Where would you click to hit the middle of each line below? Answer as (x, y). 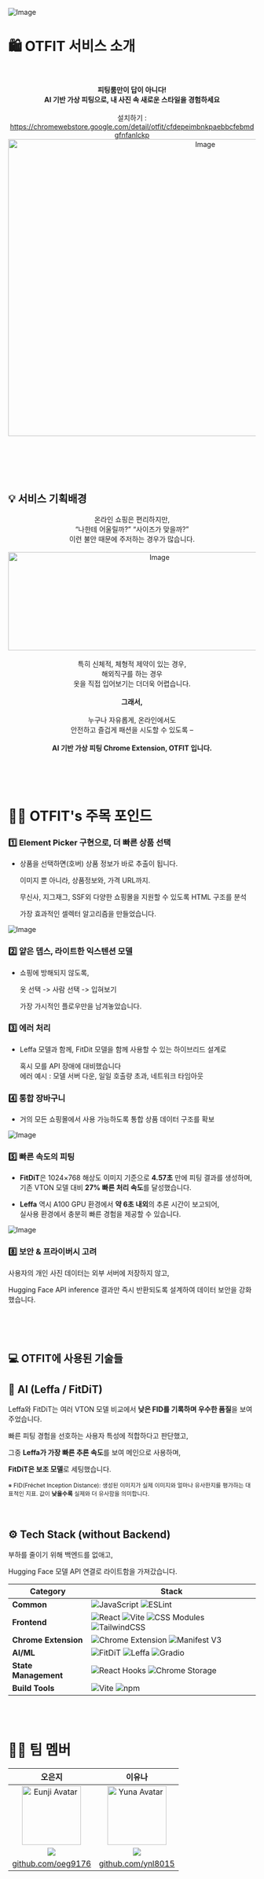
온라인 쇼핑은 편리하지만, (132, 519)
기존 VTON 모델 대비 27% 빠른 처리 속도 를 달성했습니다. (105, 1188)
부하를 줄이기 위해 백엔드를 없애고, (60, 1554)
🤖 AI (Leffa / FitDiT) (55, 1389)
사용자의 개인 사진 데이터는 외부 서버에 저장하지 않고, (89, 1273)
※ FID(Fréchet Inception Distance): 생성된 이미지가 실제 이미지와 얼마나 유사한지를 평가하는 (126, 1485)
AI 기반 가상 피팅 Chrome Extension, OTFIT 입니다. (132, 748)
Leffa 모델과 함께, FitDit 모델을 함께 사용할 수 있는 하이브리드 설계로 (123, 1049)
